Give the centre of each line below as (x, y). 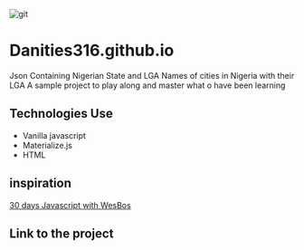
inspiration (41, 183)
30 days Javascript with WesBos (70, 205)
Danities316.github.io (92, 51)
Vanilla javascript (54, 135)
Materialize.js (47, 145)
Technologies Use (61, 114)
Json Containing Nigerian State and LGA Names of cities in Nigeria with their (152, 75)
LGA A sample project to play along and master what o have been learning (147, 85)
